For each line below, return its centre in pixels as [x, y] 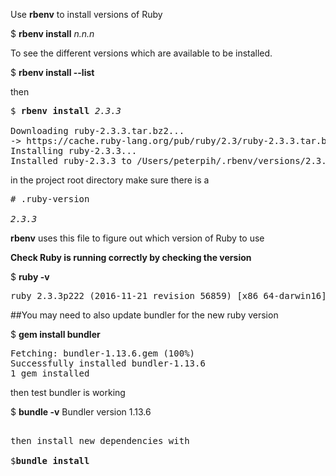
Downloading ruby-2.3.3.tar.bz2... [97, 130]
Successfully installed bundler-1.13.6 [108, 363]
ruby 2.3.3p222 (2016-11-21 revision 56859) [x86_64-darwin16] [168, 295]
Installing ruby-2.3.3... [74, 150]
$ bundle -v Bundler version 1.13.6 [81, 412]
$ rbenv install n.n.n [52, 33]
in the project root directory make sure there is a [110, 180]
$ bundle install [50, 460]
